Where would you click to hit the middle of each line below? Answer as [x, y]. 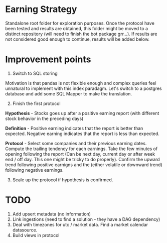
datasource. [25, 230]
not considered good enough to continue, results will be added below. [77, 39]
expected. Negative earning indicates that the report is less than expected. [82, 134]
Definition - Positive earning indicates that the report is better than [74, 128]
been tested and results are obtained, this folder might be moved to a [77, 28]
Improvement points [48, 59]
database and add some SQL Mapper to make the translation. [68, 93]
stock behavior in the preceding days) [44, 118]
